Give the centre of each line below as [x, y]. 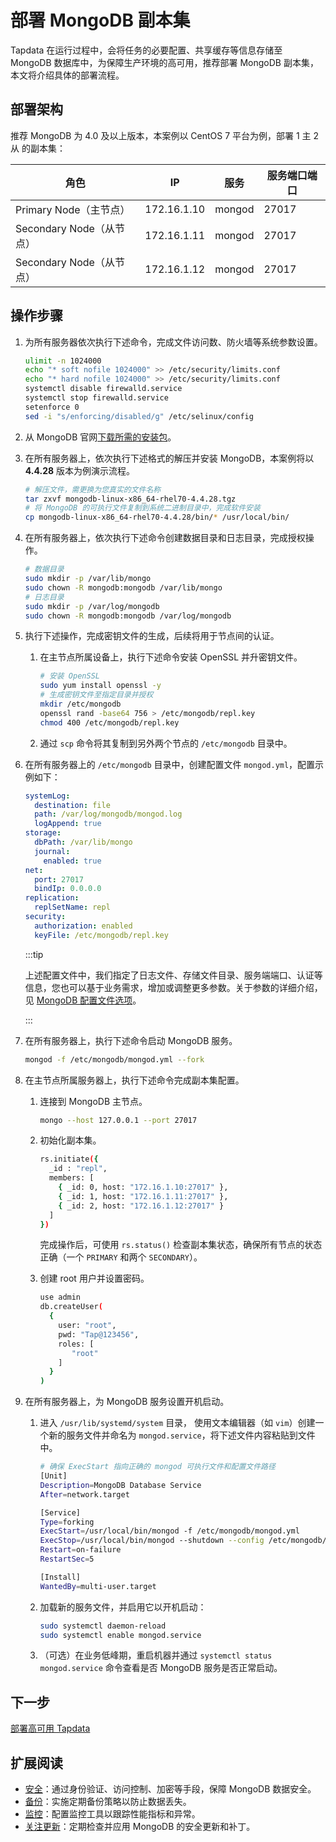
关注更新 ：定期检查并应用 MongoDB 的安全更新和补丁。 [140, 1827]
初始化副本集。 [70, 1140]
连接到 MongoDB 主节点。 [93, 1101]
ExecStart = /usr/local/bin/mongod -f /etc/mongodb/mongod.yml [169, 1531]
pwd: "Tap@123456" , [99, 1334]
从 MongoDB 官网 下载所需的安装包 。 [100, 437]
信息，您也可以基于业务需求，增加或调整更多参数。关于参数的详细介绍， [173, 987]
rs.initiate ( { [69, 1159]
